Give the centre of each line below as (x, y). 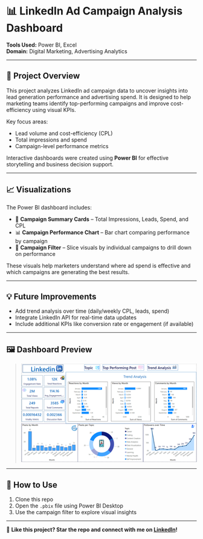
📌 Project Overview (43, 76)
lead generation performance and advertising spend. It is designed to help (99, 97)
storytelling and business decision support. (60, 164)
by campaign (31, 241)
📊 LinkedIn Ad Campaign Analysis (95, 11)
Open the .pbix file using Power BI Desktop (69, 506)
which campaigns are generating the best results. (68, 272)
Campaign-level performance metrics (62, 146)
